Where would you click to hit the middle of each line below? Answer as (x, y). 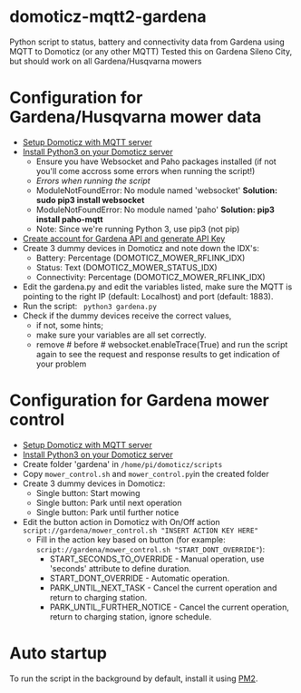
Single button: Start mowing (88, 493)
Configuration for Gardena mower (139, 400)
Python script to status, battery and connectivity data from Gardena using (147, 42)
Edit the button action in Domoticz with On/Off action (121, 522)
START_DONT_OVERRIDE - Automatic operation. (140, 578)
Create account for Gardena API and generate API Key (124, 239)
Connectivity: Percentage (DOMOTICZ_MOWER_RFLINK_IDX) (150, 277)
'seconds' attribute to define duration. (121, 568)
